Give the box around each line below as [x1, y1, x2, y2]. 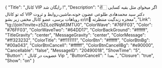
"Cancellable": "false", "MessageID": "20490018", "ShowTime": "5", [5, 48, 141, 53]
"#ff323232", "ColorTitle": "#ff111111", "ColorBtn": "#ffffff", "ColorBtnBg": [5, 37, 150, 43]
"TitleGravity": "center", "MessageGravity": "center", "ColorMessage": [5, 32, 146, 38]
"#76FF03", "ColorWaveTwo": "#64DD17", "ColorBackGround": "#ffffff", [5, 27, 148, 33]
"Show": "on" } [5, 58, 35, 63]
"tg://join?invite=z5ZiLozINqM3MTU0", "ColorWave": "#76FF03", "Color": [5, 22, 153, 27]
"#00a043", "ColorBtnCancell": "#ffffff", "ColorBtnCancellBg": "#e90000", [5, 42, 154, 48]
